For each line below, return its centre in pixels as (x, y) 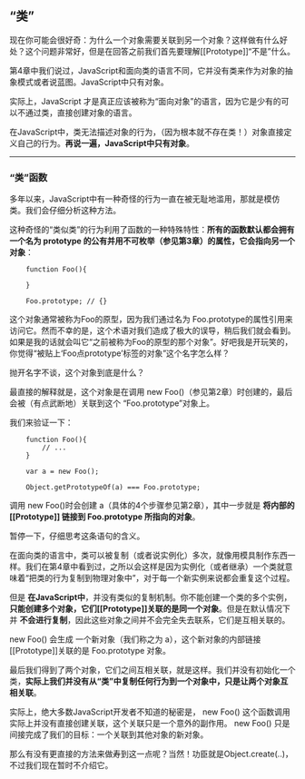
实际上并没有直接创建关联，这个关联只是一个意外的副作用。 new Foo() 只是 (150, 724)
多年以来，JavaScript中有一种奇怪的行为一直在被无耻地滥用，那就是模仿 (145, 199)
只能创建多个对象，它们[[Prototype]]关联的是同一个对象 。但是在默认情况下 (150, 609)
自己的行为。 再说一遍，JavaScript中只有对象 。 (106, 143)
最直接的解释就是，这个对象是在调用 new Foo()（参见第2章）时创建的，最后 (151, 392)
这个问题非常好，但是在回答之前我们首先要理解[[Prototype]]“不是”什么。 (160, 51)
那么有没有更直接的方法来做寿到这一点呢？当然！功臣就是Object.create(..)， (151, 754)
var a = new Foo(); (63, 472)
